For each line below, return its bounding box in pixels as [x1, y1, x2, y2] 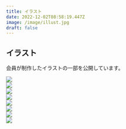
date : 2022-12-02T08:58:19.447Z [6, 14, 85, 20]
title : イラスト [6, 8, 42, 15]
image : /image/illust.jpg [6, 19, 69, 25]
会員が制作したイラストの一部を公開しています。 [6, 65, 124, 72]
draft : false [6, 25, 38, 31]
